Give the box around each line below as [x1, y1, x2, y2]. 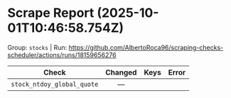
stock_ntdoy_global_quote [11, 80, 99, 88]
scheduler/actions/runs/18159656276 [7, 51, 117, 59]
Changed [105, 67, 137, 77]
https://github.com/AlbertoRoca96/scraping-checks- [68, 43, 224, 51]
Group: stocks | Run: [7, 43, 68, 51]
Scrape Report [7, 5, 95, 21]
